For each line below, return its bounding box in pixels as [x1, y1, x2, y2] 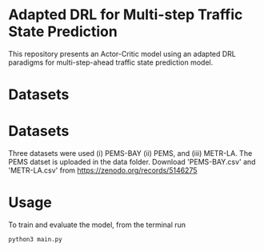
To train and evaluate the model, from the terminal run [8, 220, 186, 229]
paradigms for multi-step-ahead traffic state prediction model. [8, 58, 214, 67]
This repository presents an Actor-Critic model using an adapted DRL [8, 49, 236, 58]
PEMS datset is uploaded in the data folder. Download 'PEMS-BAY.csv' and [8, 157, 256, 167]
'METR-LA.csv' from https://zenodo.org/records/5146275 [8, 165, 198, 175]
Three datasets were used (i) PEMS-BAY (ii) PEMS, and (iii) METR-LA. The [8, 149, 253, 158]
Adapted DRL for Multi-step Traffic [8, 6, 243, 24]
